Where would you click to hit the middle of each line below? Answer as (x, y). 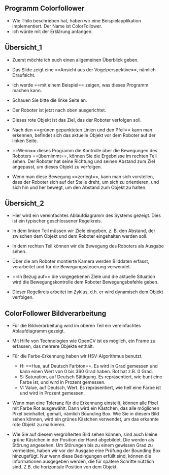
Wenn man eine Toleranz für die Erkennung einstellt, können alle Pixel (85, 403)
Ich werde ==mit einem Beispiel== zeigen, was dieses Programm (80, 85)
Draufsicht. (24, 75)
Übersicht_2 (24, 203)
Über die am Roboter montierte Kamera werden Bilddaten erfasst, (81, 261)
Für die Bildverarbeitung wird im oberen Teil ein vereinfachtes (76, 326)
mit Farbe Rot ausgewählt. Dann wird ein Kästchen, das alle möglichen (86, 408)
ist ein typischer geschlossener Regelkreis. (57, 221)
